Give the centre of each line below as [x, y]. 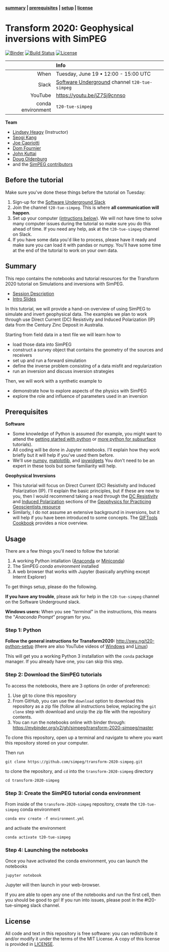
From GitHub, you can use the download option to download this [78, 701]
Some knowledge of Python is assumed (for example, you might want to [87, 434]
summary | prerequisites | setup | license [49, 8]
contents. [22, 717]
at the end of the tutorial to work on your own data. [65, 250]
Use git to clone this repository [44, 695]
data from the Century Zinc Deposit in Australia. [55, 325]
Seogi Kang [24, 137]
